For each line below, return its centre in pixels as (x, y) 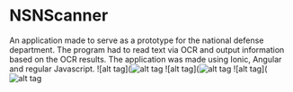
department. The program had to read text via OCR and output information (147, 49)
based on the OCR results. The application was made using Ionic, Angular (146, 59)
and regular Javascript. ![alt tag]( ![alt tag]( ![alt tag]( (138, 69)
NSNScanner (59, 16)
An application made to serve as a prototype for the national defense (137, 40)
